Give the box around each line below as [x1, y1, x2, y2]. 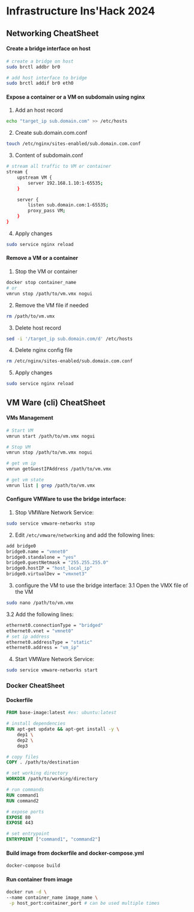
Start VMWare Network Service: [14, 656, 94, 663]
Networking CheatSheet [6, 28, 99, 39]
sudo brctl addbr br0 [6, 64, 61, 70]
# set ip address [6, 633, 50, 639]
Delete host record [14, 324, 61, 331]
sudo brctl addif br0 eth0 [6, 80, 74, 87]
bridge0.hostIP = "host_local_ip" [6, 565, 93, 572]
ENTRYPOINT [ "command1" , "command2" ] [6, 836, 101, 843]
